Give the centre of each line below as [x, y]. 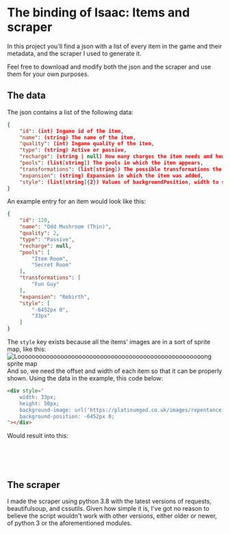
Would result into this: [38, 436]
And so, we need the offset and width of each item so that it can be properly [115, 371]
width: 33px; [38, 397]
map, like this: [27, 349]
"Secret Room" [52, 265]
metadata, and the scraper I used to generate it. [74, 53]
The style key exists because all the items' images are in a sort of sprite [109, 342]
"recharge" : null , [46, 246]
